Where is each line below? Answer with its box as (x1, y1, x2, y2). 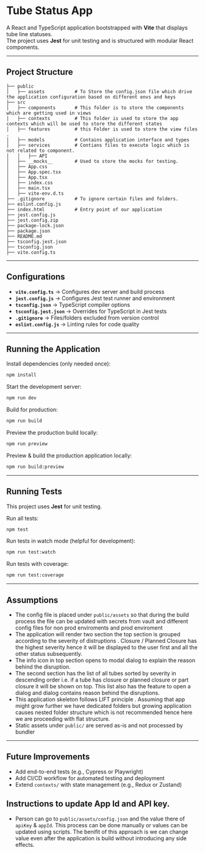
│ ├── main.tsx (6, 185, 51, 191)
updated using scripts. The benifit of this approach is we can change (15, 828, 189, 835)
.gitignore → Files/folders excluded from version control (15, 314, 159, 321)
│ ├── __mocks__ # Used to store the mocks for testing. (6, 158, 179, 164)
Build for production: (6, 406, 58, 413)
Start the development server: (6, 383, 82, 391)
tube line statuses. (6, 30, 53, 37)
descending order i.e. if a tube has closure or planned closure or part (15, 676, 189, 683)
